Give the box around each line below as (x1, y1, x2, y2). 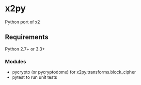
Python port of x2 (5, 19, 40, 25)
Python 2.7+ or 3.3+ (5, 46, 45, 51)
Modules (5, 58, 27, 65)
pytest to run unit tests (12, 74, 57, 80)
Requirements (5, 33, 48, 41)
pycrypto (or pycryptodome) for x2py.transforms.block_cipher (12, 69, 136, 75)
